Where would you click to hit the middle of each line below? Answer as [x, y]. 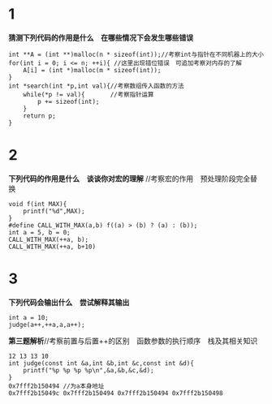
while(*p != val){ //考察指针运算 [89, 94]
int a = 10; [28, 317]
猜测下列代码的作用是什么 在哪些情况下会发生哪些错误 [101, 37]
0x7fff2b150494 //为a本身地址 [56, 386]
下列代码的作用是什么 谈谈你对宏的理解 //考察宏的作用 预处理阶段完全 [130, 178]
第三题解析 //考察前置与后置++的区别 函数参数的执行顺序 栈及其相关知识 [133, 341]
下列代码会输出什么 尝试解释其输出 [69, 302]
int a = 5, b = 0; [39, 232]
